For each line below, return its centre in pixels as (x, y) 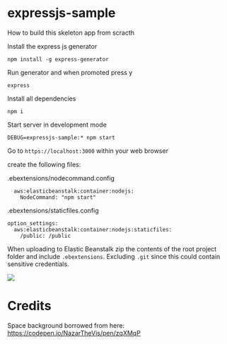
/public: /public (46, 236)
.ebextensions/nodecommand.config (61, 178)
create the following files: (44, 164)
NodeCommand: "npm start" (58, 197)
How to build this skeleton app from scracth (71, 33)
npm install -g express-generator (58, 59)
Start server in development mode (57, 125)
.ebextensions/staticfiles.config (53, 210)
